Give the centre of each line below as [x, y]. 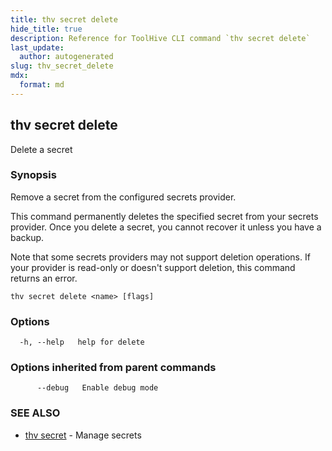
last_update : [37, 47]
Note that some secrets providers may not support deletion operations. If [160, 257]
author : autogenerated [66, 57]
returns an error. [44, 278]
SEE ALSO [35, 413]
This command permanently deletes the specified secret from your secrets [164, 216]
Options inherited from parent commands [113, 368]
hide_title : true [46, 29]
